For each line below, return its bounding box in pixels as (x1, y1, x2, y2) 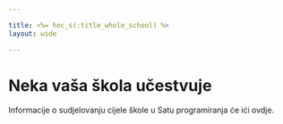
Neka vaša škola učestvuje (8, 75, 212, 95)
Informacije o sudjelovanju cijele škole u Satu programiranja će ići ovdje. (8, 104, 275, 116)
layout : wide (8, 29, 57, 38)
